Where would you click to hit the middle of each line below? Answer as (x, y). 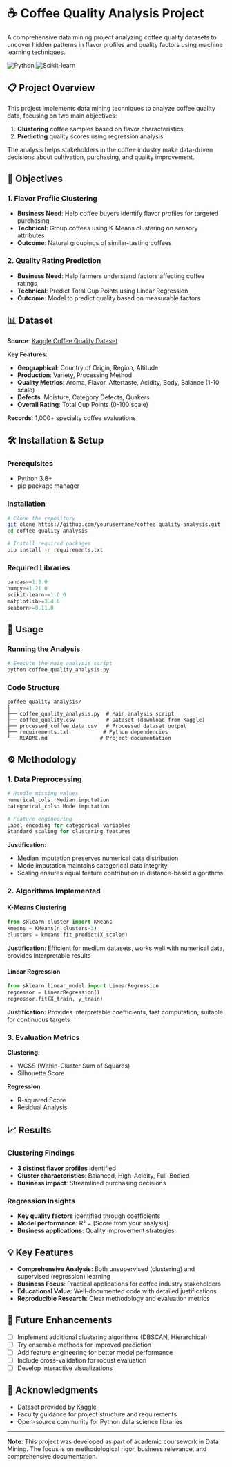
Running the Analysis (44, 649)
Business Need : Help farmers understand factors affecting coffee (111, 276)
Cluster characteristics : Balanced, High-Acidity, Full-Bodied (103, 1175)
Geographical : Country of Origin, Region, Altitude (88, 367)
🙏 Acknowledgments (53, 1391)
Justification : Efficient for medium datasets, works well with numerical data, (116, 948)
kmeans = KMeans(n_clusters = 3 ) (52, 929)
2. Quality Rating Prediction (54, 261)
